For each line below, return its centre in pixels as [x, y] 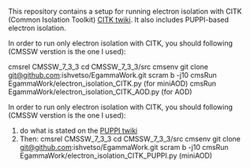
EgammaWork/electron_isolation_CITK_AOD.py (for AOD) [100, 92]
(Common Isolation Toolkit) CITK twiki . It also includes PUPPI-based [119, 20]
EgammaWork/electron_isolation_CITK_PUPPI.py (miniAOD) [116, 155]
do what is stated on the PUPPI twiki [78, 130]
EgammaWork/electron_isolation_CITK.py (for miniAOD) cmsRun [112, 83]
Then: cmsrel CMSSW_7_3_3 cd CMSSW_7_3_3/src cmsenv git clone [130, 139]
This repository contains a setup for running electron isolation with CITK [125, 11]
